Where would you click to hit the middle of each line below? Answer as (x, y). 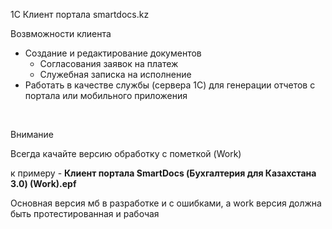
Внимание (32, 134)
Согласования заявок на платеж (109, 63)
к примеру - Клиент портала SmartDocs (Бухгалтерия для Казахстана (163, 173)
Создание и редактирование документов (113, 53)
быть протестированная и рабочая (85, 213)
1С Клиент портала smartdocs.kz (80, 14)
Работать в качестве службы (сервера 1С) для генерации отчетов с (170, 85)
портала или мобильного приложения (106, 95)
